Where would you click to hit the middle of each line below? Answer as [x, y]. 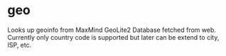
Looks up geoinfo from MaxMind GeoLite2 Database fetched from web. [112, 30]
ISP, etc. [20, 45]
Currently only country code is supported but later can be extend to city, [113, 37]
